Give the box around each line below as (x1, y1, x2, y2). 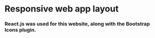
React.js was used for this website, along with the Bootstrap (4, 21, 150, 27)
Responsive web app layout (4, 3, 119, 14)
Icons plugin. (4, 26, 36, 33)
